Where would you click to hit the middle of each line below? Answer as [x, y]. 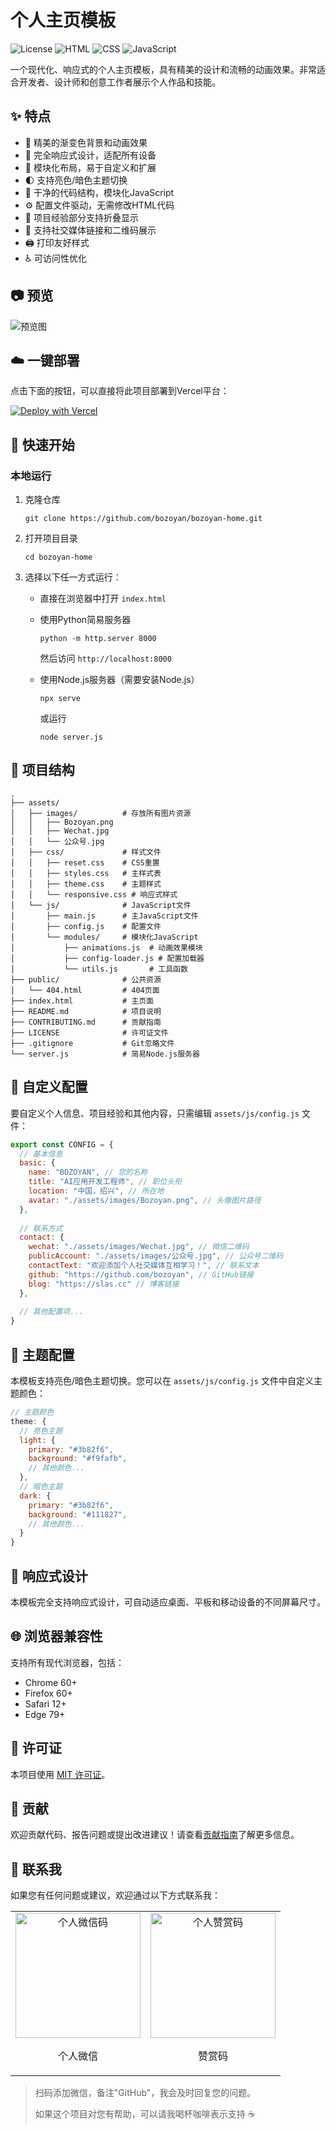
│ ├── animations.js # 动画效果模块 [106, 947]
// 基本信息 [41, 1154]
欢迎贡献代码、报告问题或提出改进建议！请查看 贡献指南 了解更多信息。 [155, 1835]
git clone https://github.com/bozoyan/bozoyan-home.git [143, 519]
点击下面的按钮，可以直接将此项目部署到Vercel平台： [120, 391]
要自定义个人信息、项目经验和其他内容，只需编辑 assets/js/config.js [155, 1113]
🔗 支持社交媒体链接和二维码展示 [90, 230]
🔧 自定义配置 [49, 1087]
